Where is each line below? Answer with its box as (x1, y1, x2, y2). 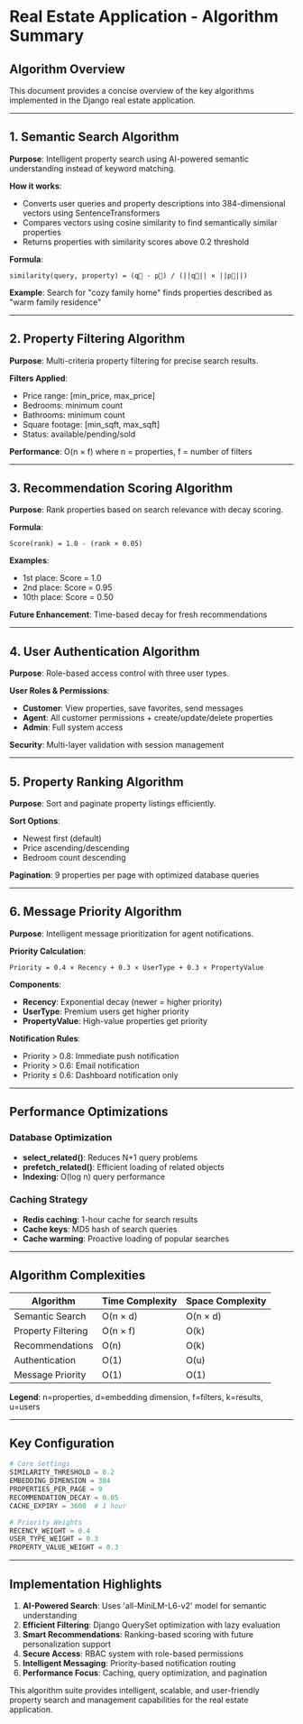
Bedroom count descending (22, 853, 126, 863)
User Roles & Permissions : (9, 686, 110, 696)
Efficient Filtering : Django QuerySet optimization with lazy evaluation (22, 1619, 281, 1630)
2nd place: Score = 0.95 (22, 582, 113, 593)
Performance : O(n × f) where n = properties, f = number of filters (9, 446, 252, 456)
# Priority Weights (9, 1517, 83, 1526)
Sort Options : (9, 816, 60, 826)
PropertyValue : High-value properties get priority (22, 1015, 208, 1026)
